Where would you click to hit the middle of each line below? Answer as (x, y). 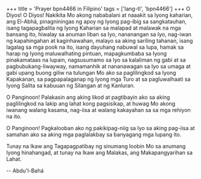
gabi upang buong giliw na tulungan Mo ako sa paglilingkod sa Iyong (91, 73)
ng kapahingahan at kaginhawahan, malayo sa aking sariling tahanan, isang (100, 41)
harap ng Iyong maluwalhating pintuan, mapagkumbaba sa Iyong (87, 53)
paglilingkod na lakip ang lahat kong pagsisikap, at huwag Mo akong (91, 104)
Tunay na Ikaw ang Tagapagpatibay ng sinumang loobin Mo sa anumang (96, 146)
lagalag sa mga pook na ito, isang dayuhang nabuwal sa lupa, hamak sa (95, 47)
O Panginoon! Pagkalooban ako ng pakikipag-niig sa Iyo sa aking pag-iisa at (100, 128)
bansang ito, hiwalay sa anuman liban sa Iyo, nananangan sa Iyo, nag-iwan (99, 34)
